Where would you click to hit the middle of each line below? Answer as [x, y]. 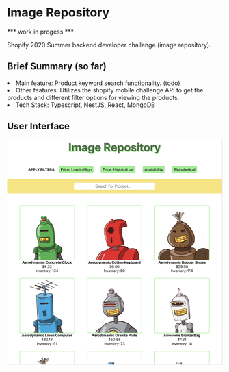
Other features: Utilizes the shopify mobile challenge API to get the [110, 90]
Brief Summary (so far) [57, 66]
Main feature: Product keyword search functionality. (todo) [98, 83]
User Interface [39, 126]
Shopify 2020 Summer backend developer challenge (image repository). [109, 45]
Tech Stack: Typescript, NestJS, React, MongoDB [86, 105]
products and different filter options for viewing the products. [93, 97]
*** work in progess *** [40, 32]
